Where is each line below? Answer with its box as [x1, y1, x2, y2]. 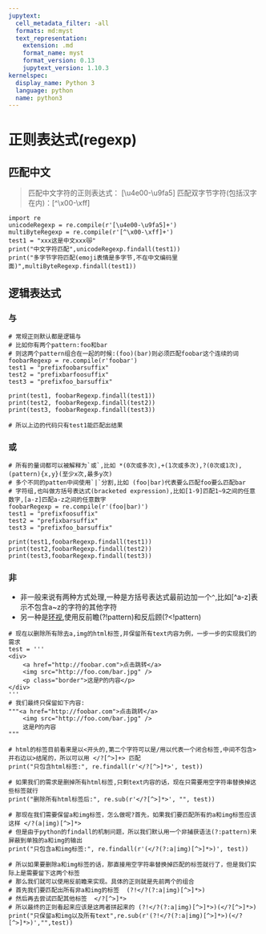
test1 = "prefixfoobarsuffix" [8, 363, 110, 372]
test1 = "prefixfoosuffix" [8, 510, 99, 518]
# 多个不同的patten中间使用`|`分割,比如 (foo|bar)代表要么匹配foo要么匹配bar [8, 479, 246, 487]
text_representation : [15, 34, 88, 43]
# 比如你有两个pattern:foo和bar [8, 341, 108, 349]
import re [8, 214, 42, 222]
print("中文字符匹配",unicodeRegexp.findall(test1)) [8, 246, 181, 254]
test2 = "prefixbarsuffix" [8, 517, 99, 525]
